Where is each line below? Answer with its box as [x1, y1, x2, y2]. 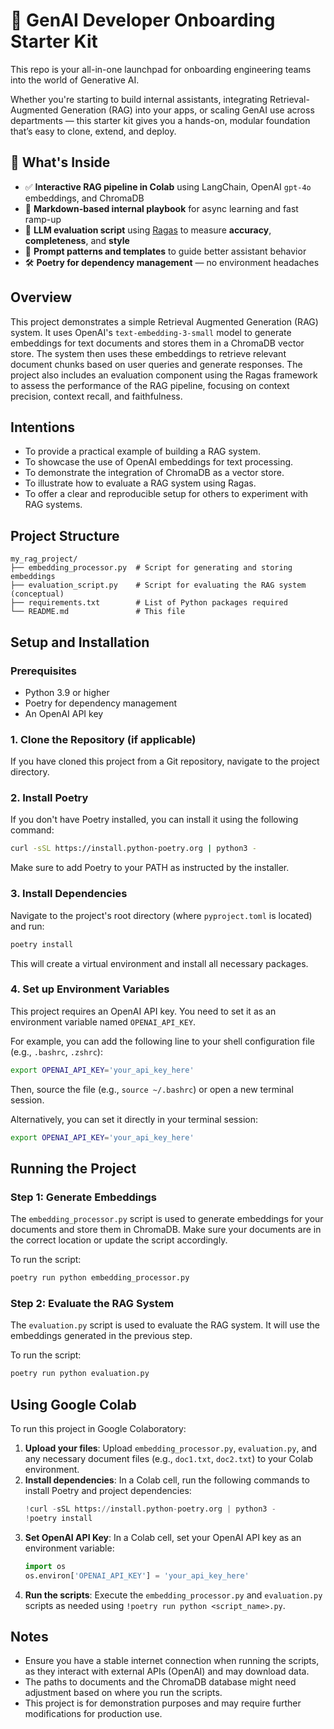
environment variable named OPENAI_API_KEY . [10, 1015, 197, 1028]
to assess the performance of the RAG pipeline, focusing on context [10, 379, 290, 391]
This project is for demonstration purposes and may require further [24, 1697, 302, 1709]
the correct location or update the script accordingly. [10, 1234, 228, 1246]
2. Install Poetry [10, 791, 89, 805]
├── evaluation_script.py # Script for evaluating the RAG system [10, 580, 307, 591]
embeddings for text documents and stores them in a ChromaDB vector [10, 337, 305, 349]
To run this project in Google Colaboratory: [10, 1423, 187, 1435]
